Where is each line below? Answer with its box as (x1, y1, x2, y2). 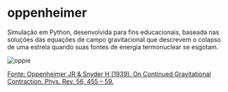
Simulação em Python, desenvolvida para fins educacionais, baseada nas (7, 28, 220, 36)
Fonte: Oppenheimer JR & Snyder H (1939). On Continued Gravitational (7, 70, 211, 78)
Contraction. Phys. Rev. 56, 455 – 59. (7, 77, 114, 85)
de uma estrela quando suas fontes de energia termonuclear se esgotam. (7, 43, 219, 51)
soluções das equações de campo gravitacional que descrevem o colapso (7, 35, 222, 43)
